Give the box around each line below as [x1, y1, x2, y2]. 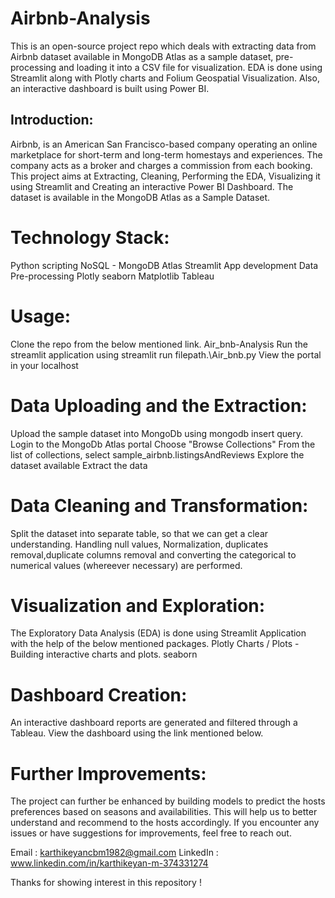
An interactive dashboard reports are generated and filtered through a [10, 717, 298, 729]
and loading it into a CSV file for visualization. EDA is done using [58, 61, 323, 73]
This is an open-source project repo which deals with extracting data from [10, 40, 317, 52]
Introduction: [10, 112, 94, 129]
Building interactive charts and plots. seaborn [10, 648, 198, 661]
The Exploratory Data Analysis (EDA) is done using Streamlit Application [10, 627, 307, 639]
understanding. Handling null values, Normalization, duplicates [10, 538, 269, 550]
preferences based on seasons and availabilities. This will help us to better [10, 806, 318, 818]
